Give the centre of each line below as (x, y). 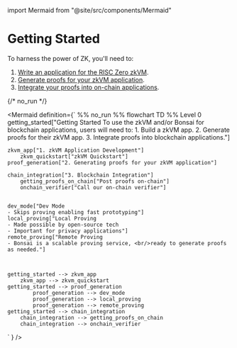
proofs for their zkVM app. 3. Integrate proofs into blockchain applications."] (119, 137)
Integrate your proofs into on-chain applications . (88, 87)
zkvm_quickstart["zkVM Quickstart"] (75, 156)
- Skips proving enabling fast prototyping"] (76, 212)
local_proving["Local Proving (52, 218)
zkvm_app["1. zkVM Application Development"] (76, 150)
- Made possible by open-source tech (63, 225)
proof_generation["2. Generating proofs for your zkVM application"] (112, 162)
